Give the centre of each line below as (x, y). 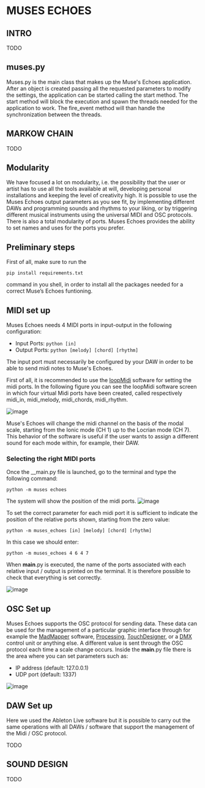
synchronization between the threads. (54, 114)
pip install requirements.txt (45, 273)
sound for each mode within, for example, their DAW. (73, 443)
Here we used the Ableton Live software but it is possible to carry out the (99, 720)
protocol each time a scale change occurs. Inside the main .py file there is (99, 650)
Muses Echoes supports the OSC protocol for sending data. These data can (102, 624)
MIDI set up (28, 310)
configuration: (24, 332)
